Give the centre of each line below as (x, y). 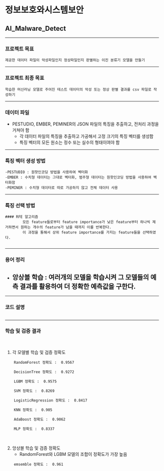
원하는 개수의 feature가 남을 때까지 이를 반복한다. (66, 227)
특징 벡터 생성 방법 (25, 161)
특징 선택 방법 (20, 206)
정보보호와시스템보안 (44, 10)
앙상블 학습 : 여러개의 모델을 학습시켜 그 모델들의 (81, 277)
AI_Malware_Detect (36, 28)
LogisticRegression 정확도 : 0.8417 (51, 400)
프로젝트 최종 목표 (25, 78)
